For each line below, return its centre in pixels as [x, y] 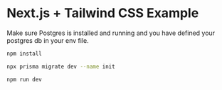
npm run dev [24, 79]
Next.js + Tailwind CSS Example [103, 13]
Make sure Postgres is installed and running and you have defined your [111, 33]
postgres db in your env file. [48, 40]
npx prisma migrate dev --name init [61, 66]
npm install [24, 54]
